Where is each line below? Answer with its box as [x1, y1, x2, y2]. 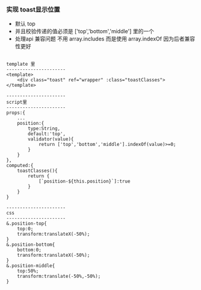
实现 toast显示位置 [6, 5, 60, 13]
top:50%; [17, 268, 39, 274]
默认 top [14, 20, 36, 28]
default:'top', [28, 131, 66, 137]
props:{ [6, 110, 26, 116]
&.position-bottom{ [6, 242, 55, 248]
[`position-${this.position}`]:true [38, 178, 131, 184]
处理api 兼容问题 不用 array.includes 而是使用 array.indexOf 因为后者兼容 [14, 35, 196, 43]
